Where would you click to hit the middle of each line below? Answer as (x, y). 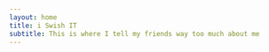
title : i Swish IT (43, 26)
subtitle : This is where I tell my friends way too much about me (134, 33)
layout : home (33, 17)
